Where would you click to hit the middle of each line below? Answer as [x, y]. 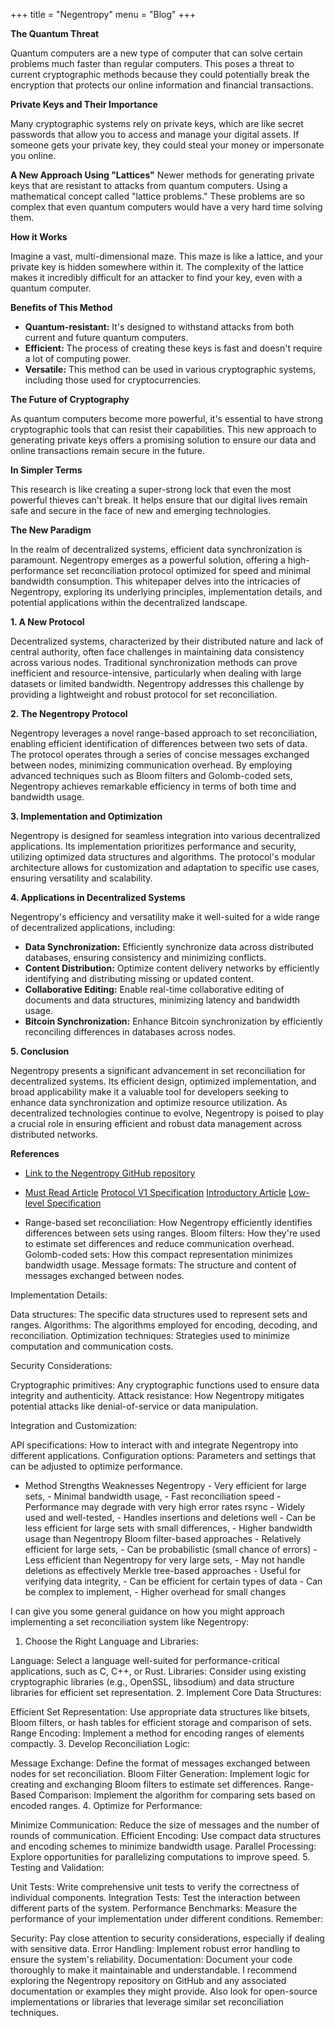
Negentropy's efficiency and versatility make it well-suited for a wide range [165, 917]
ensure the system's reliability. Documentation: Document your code [151, 1959]
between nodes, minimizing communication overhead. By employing [151, 765]
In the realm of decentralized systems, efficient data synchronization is [156, 549]
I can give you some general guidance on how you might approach [147, 1611]
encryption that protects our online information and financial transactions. [162, 85]
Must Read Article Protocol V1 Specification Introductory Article [155, 1192]
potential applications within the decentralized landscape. [129, 602]
